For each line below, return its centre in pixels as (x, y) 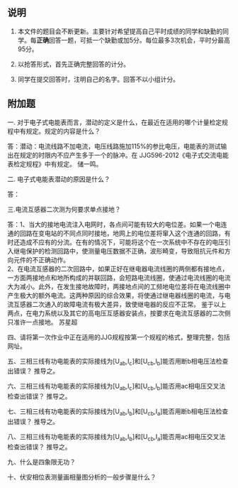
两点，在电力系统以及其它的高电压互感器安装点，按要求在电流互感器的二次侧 (119, 313)
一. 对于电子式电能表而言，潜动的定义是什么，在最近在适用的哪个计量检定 (114, 122)
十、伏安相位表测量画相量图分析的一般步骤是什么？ (82, 477)
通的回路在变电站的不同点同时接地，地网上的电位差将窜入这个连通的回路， (116, 233)
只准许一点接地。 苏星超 (42, 322)
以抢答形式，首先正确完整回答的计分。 (73, 64)
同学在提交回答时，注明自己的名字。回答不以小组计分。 (98, 79)
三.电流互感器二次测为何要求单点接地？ (64, 209)
